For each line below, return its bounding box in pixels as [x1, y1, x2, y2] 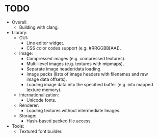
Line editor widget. [26, 40, 65, 46]
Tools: [11, 123, 25, 129]
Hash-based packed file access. [26, 118, 92, 124]
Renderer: [19, 102, 40, 108]
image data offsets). [26, 76, 67, 82]
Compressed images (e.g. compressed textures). [26, 55, 126, 61]
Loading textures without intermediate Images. [26, 107, 121, 113]
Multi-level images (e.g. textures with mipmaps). [26, 61, 124, 67]
